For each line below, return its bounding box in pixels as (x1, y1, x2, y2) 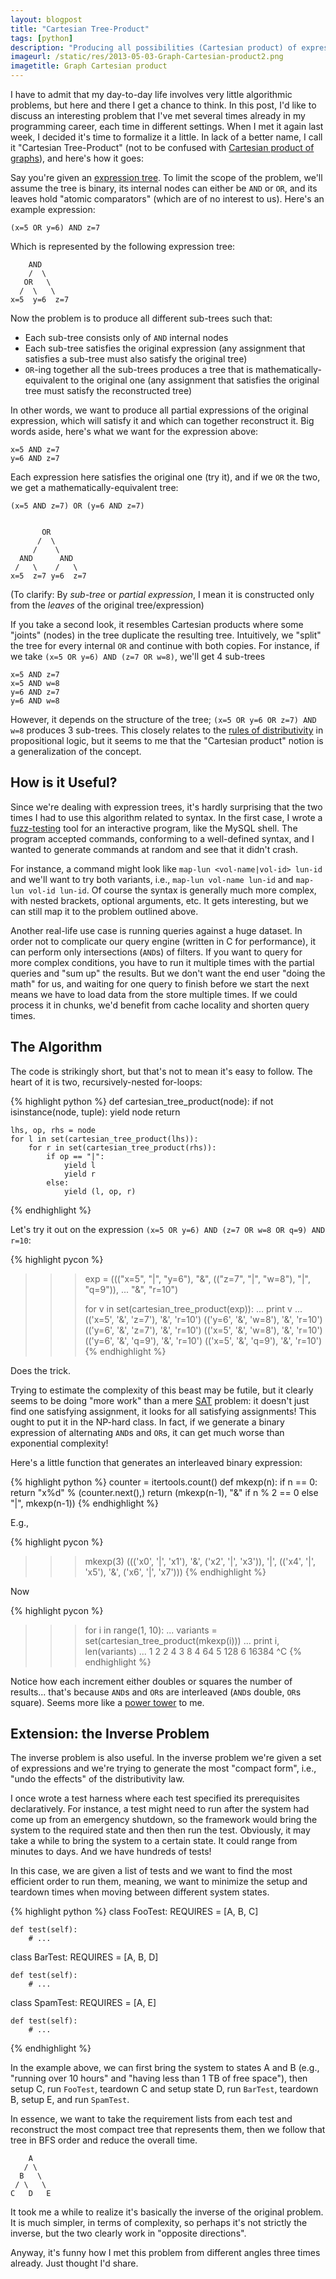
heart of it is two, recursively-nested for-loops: (10, 1076, 203, 1088)
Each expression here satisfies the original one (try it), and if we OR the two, (10, 471, 321, 483)
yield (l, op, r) (63, 1186, 137, 1196)
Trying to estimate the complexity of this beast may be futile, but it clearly (10, 1384, 314, 1396)
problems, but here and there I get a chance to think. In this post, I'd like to (10, 99, 317, 111)
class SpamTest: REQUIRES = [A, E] (10, 1997, 157, 2009)
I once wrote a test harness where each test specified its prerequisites (10, 1792, 300, 1805)
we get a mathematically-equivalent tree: (10, 482, 179, 493)
